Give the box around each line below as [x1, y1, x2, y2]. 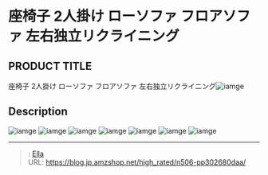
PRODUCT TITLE [8, 59, 93, 72]
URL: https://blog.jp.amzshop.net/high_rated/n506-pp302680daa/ [27, 157, 246, 167]
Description [8, 105, 68, 119]
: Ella [27, 149, 44, 158]
